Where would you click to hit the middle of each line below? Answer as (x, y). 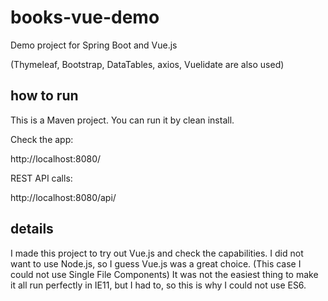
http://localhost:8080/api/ (63, 197)
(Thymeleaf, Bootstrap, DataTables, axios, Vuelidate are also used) (147, 64)
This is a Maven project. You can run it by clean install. (122, 120)
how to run (44, 96)
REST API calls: (41, 178)
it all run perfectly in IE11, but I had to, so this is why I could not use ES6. (158, 285)
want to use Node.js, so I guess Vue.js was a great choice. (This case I (156, 263)
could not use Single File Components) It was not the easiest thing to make (164, 274)
